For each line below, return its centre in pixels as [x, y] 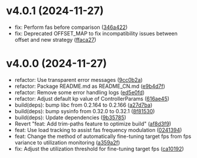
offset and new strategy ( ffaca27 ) [55, 39]
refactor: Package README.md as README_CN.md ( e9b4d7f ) [90, 86]
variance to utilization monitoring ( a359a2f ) [67, 142]
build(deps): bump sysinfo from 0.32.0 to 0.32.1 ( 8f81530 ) [85, 111]
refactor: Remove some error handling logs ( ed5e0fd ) [80, 92]
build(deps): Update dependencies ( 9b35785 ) [70, 117]
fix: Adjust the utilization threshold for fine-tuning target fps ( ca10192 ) [99, 149]
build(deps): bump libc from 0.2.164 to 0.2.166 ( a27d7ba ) [83, 105]
